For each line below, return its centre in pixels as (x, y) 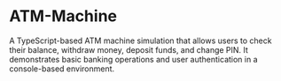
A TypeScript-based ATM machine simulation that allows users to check (140, 40)
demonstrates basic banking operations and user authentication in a (134, 59)
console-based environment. (62, 69)
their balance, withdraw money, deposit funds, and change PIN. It (129, 49)
